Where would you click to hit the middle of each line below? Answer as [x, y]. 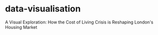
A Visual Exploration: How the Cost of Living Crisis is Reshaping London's [79, 22]
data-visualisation [43, 9]
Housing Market [21, 27]
